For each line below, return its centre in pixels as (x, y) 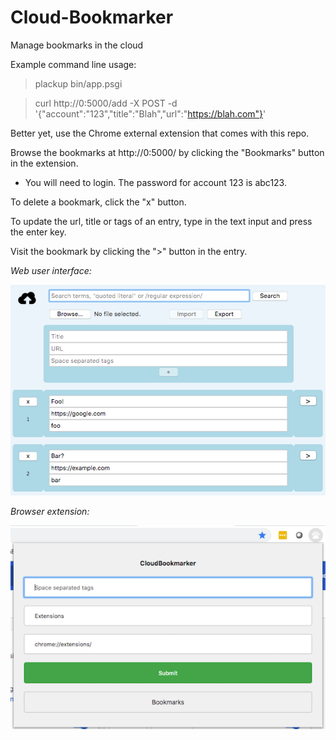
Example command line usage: (73, 64)
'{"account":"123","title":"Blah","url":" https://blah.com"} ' (150, 113)
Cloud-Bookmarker (92, 17)
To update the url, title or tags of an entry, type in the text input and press (161, 221)
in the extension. (44, 163)
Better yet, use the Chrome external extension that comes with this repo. (160, 133)
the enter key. (38, 232)
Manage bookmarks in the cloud (77, 45)
